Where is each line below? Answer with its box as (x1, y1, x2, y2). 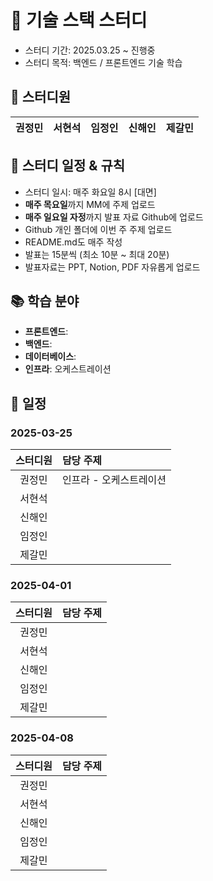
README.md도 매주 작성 (24, 236, 123, 248)
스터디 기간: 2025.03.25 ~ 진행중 (24, 44, 156, 56)
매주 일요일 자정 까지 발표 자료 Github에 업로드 (24, 211, 204, 223)
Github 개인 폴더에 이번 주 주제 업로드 (24, 223, 173, 235)
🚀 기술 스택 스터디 (10, 9, 148, 32)
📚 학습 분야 (10, 292, 80, 310)
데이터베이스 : (24, 351, 77, 363)
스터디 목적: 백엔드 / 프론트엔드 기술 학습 (24, 56, 183, 68)
